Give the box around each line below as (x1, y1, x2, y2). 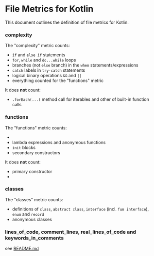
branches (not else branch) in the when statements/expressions (12, 62, 138, 68)
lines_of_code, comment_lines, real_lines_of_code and (5, 228, 137, 235)
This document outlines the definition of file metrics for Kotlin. (5, 19, 129, 25)
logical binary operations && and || (12, 73, 82, 79)
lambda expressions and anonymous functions (12, 139, 106, 145)
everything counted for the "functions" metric (12, 78, 103, 83)
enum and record (12, 211, 44, 217)
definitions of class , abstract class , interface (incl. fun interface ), (12, 206, 149, 212)
